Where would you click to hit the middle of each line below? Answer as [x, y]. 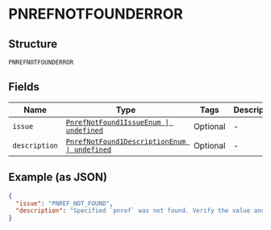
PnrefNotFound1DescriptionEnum [126, 141]
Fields [24, 87]
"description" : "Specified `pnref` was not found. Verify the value [133, 211]
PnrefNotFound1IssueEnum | [117, 122]
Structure [33, 44]
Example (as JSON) [58, 177]
